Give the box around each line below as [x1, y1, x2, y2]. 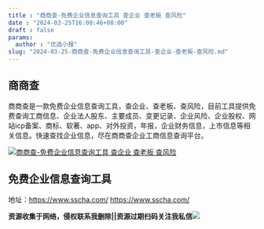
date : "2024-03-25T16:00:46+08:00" [8, 19, 128, 27]
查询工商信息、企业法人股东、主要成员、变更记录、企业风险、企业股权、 [14, 111, 249, 120]
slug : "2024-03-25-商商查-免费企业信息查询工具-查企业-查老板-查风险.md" [8, 48, 229, 56]
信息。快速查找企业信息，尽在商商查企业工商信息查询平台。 [14, 130, 208, 140]
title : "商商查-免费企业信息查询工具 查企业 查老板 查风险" [8, 11, 186, 20]
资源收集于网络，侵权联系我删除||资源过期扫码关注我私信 [8, 211, 192, 220]
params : [8, 33, 34, 42]
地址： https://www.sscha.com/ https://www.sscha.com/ [8, 194, 190, 204]
